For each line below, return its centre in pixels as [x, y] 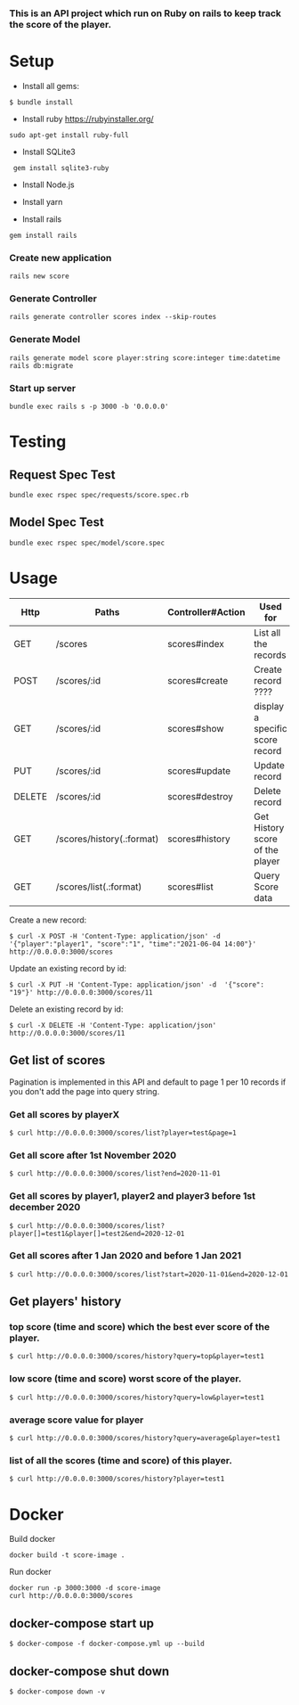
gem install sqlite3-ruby [61, 168]
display [269, 706]
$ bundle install [41, 102]
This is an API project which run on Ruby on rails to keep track [145, 13]
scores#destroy [201, 796]
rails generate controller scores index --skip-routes [113, 317]
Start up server [43, 388]
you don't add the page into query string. [85, 1091]
